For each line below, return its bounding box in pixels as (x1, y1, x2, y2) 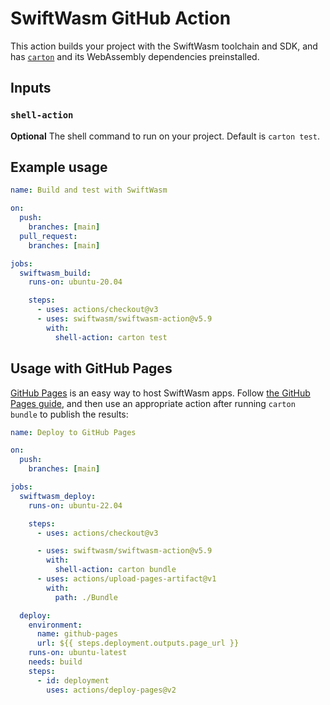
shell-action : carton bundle (54, 565, 177, 575)
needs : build (28, 657, 83, 667)
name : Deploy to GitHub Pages (10, 427, 137, 437)
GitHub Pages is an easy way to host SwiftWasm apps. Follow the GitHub (10, 387, 311, 399)
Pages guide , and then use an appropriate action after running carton (10, 397, 296, 409)
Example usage (10, 159, 108, 176)
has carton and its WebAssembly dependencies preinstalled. (10, 50, 260, 62)
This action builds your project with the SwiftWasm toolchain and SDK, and (10, 40, 318, 52)
